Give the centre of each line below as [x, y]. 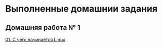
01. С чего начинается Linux [35, 39]
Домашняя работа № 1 [43, 28]
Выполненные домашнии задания [82, 9]
